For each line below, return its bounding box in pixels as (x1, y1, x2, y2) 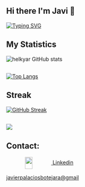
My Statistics (6, 40, 57, 50)
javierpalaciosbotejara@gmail (6, 174, 79, 181)
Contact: (6, 141, 40, 151)
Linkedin (52, 159, 74, 166)
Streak (6, 90, 32, 100)
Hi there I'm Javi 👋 (6, 6, 75, 16)
